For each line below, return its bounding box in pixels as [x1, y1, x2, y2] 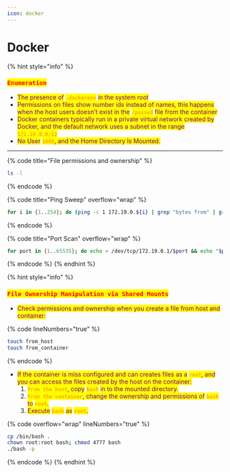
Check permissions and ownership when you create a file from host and [16, 304, 220, 312]
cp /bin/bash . [7, 433, 51, 440]
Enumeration [7, 79, 47, 87]
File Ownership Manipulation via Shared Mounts [7, 290, 169, 298]
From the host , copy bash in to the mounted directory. [27, 384, 179, 393]
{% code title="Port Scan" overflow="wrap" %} [7, 234, 142, 243]
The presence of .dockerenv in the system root [16, 93, 149, 101]
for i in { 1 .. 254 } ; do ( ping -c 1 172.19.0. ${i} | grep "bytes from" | [7, 208, 216, 216]
